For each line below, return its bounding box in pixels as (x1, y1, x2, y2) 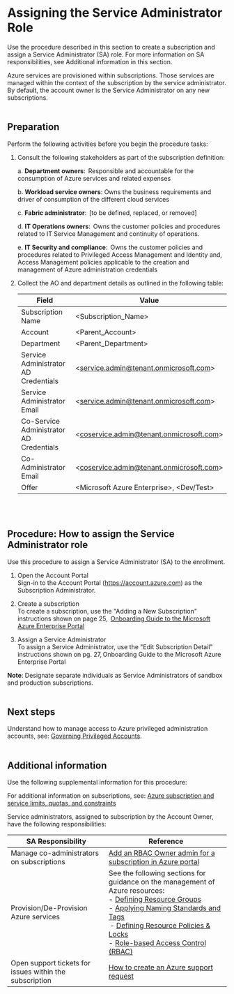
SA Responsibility (26, 836, 87, 846)
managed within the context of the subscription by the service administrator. (7, 78, 226, 87)
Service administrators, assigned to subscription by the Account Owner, (7, 813, 214, 821)
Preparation (7, 121, 60, 133)
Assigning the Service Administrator (7, 5, 223, 21)
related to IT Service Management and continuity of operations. (17, 229, 200, 238)
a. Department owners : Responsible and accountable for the (17, 166, 194, 175)
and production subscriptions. (7, 678, 94, 687)
